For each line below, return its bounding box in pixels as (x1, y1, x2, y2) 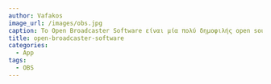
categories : (8, 42, 48, 50)
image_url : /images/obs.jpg (8, 19, 103, 27)
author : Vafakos (8, 11, 63, 20)
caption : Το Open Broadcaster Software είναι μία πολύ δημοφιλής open (8, 26, 251, 34)
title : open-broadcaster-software (8, 34, 125, 42)
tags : (8, 57, 27, 65)
